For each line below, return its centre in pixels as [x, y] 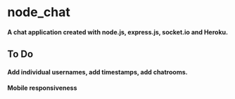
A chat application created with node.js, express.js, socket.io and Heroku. [118, 32]
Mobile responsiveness [42, 88]
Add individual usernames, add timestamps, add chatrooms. [97, 72]
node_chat [39, 12]
